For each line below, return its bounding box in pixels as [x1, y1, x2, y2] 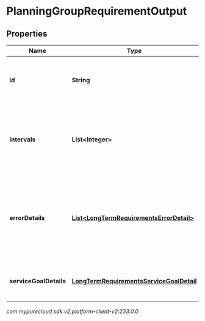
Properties [6, 29, 48, 39]
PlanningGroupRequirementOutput [6, 4, 187, 18]
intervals [9, 135, 36, 144]
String [71, 76, 90, 84]
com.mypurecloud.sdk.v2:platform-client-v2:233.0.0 [6, 308, 139, 315]
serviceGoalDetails [9, 277, 66, 285]
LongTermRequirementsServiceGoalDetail [71, 277, 197, 285]
